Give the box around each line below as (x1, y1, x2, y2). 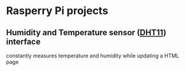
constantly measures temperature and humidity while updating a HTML (6, 52, 179, 59)
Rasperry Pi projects (6, 4, 108, 18)
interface (6, 36, 41, 46)
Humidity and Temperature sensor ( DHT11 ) (6, 28, 167, 38)
